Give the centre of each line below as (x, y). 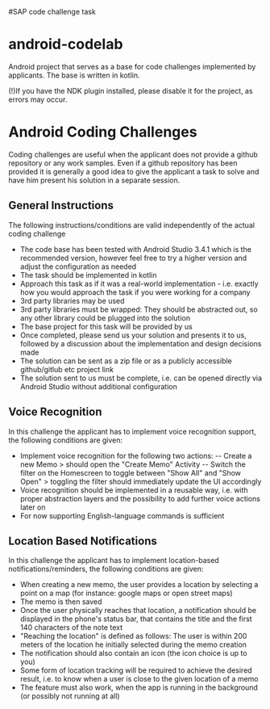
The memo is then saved (61, 602)
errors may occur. (38, 99)
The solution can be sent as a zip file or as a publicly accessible (126, 361)
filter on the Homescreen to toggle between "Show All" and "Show (131, 472)
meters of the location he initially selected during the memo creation (133, 644)
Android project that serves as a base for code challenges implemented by (132, 66)
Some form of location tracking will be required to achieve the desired (136, 670)
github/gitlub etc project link (67, 369)
